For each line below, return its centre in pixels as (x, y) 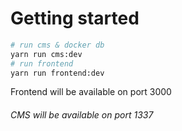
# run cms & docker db (57, 45)
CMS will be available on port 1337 (82, 115)
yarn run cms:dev (46, 54)
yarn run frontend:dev (57, 73)
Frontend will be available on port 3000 (91, 92)
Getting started (75, 18)
